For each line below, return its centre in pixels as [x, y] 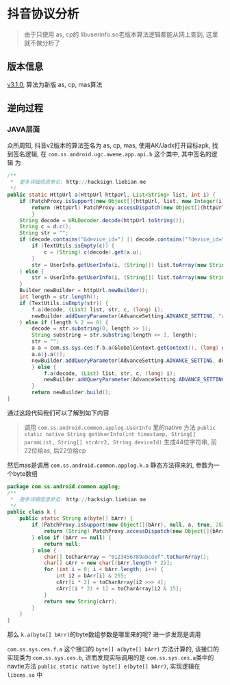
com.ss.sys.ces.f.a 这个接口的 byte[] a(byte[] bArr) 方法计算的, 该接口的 [113, 649]
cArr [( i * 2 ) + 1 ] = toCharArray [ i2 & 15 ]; [119, 588]
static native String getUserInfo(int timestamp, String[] [110, 434]
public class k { [32, 512]
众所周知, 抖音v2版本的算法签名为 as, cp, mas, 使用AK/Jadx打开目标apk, [109, 145]
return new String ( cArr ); [80, 601]
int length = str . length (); [59, 297]
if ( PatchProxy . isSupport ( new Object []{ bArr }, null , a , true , [122, 525]
